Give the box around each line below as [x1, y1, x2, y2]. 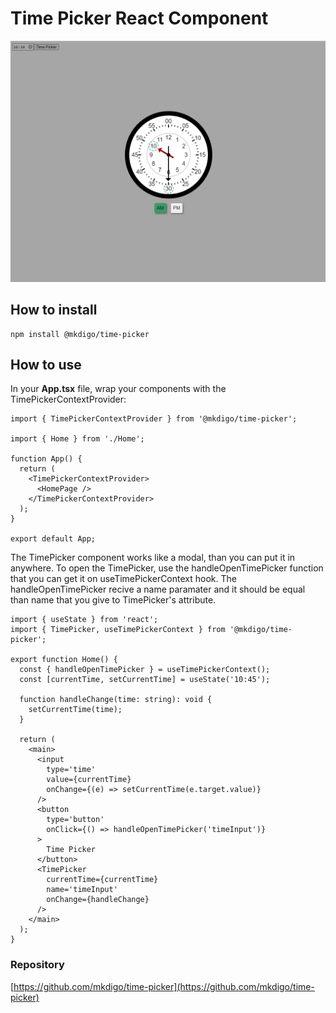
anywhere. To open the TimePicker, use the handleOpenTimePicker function [10, 562, 324, 574]
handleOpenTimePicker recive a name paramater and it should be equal [10, 583, 306, 596]
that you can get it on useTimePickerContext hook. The [10, 573, 237, 585]
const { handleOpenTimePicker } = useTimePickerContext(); [19, 665, 271, 675]
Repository [10, 958, 65, 972]
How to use [10, 357, 82, 374]
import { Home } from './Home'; [10, 434, 145, 444]
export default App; [10, 534, 97, 544]
